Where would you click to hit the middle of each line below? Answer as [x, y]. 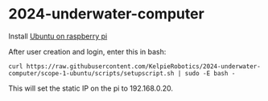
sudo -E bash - [210, 73]
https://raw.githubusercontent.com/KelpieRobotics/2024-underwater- [144, 66]
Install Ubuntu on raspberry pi [58, 36]
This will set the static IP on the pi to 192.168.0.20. [91, 88]
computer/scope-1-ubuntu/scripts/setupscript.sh [91, 73]
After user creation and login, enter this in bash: [87, 51]
